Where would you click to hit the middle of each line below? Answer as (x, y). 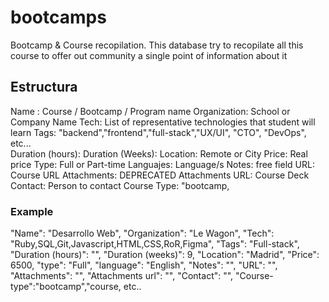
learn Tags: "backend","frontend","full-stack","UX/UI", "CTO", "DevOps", (158, 132)
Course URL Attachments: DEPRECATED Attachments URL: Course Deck (160, 175)
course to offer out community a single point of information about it (149, 55)
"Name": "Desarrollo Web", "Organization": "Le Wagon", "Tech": (142, 233)
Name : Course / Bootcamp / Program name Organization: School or (150, 111)
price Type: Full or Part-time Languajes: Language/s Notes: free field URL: (162, 164)
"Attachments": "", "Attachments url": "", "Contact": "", (122, 276)
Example (32, 211)
